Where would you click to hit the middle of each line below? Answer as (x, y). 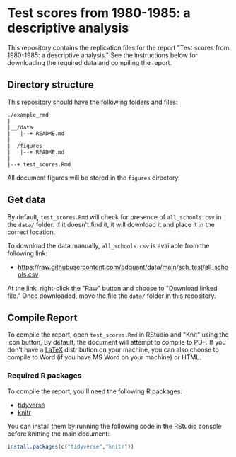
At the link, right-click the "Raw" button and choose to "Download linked (112, 288)
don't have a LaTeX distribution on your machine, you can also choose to (113, 350)
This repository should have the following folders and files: (93, 102)
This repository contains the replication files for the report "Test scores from (118, 47)
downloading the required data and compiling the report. (90, 62)
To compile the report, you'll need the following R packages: (95, 391)
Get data (26, 200)
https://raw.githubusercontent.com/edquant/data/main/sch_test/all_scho (123, 267)
